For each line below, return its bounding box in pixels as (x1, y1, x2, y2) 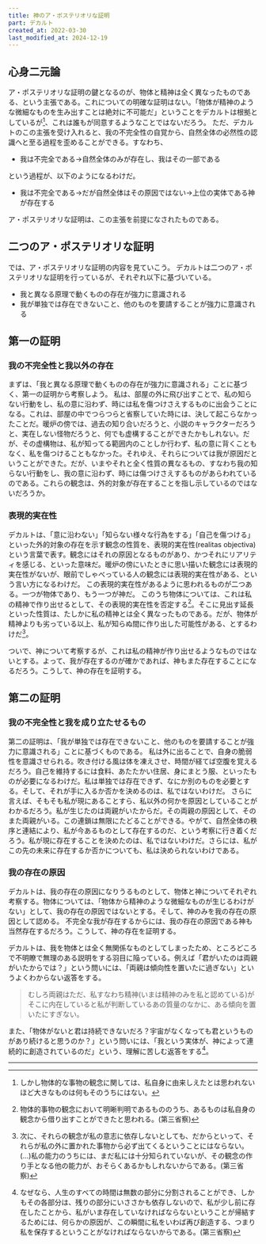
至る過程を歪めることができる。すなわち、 (28, 137, 168, 146)
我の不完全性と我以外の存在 (8, 360, 114, 371)
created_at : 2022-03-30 (8, 26, 87, 34)
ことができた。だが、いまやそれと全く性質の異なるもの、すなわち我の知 (21, 458, 258, 468)
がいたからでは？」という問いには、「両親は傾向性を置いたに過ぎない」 (8, 963, 241, 972)
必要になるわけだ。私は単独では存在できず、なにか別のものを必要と (21, 776, 244, 786)
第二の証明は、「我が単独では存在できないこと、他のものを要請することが (8, 736, 248, 746)
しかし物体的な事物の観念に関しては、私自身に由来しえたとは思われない (19, 1078, 256, 1087)
